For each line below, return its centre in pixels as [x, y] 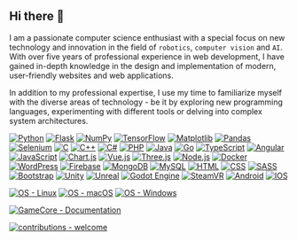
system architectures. [49, 120]
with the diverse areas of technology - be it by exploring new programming [146, 102]
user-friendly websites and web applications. [92, 75]
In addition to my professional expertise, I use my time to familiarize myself [145, 92]
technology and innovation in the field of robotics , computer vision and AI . [146, 47]
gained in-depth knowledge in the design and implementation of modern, [143, 66]
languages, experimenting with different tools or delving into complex [136, 111]
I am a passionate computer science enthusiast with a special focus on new [147, 37]
